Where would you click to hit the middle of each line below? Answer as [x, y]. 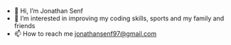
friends [25, 26]
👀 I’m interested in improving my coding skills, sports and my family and [119, 18]
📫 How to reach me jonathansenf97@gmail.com [85, 34]
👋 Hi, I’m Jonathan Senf [49, 11]
